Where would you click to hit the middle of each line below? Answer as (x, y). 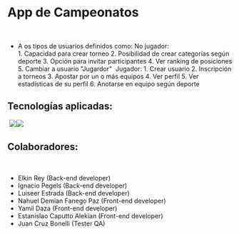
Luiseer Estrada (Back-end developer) (73, 193)
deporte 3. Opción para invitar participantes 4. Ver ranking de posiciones (125, 61)
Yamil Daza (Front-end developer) (67, 208)
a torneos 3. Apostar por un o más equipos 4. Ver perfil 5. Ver (108, 76)
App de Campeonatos (73, 12)
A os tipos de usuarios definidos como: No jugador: (93, 46)
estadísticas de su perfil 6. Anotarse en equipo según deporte (108, 83)
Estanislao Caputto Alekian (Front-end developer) (90, 215)
